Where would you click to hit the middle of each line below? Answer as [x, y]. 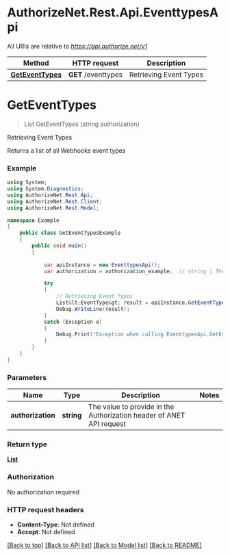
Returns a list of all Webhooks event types [66, 150]
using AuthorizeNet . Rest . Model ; [53, 208]
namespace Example [33, 220]
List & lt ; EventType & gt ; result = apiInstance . [122, 303]
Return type [27, 444]
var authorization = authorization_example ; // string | [128, 271]
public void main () [60, 246]
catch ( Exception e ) [73, 322]
